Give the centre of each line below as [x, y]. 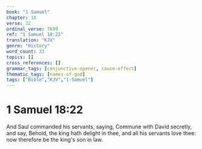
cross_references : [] [34, 63]
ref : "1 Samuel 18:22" [35, 35]
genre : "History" [28, 46]
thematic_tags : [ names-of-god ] [46, 74]
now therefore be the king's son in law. [55, 140]
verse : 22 [19, 23]
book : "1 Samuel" [28, 12]
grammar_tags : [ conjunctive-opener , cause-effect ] [72, 68]
